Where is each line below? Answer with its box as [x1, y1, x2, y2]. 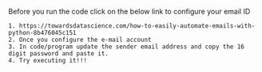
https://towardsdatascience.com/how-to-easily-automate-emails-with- [18, 22, 256, 30]
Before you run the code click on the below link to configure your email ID [8, 7, 251, 16]
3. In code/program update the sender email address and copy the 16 [8, 43, 245, 51]
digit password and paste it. [8, 50, 109, 58]
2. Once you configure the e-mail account [8, 36, 152, 44]
